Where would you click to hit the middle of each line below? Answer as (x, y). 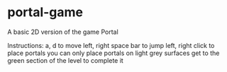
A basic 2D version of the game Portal (63, 32)
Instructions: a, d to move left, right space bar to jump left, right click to (111, 45)
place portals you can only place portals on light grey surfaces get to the (113, 53)
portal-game (45, 12)
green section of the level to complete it (66, 60)
